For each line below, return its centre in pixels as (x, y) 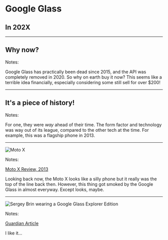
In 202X (18, 27)
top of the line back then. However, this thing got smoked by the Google (79, 184)
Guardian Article (22, 223)
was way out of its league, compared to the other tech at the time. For (77, 130)
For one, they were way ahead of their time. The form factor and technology (83, 125)
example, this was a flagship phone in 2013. (50, 135)
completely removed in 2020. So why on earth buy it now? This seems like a (84, 77)
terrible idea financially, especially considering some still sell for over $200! (83, 82)
